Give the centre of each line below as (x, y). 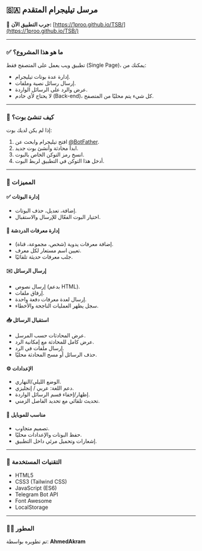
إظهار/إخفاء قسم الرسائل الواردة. (52, 395)
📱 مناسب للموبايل (26, 414)
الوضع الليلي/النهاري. (38, 382)
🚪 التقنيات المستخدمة (34, 462)
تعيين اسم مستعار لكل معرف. (48, 250)
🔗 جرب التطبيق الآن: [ (31, 24)
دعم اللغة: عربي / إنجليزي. (44, 388)
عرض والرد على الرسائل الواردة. (51, 90)
